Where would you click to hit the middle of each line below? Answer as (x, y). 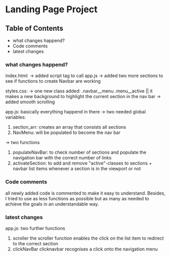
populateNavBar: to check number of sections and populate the (79, 152)
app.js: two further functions (35, 228)
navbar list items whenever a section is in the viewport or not (77, 169)
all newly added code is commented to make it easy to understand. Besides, (86, 193)
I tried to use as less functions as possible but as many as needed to (77, 198)
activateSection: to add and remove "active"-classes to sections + (82, 163)
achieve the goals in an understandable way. (52, 204)
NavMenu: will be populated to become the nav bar (67, 133)
